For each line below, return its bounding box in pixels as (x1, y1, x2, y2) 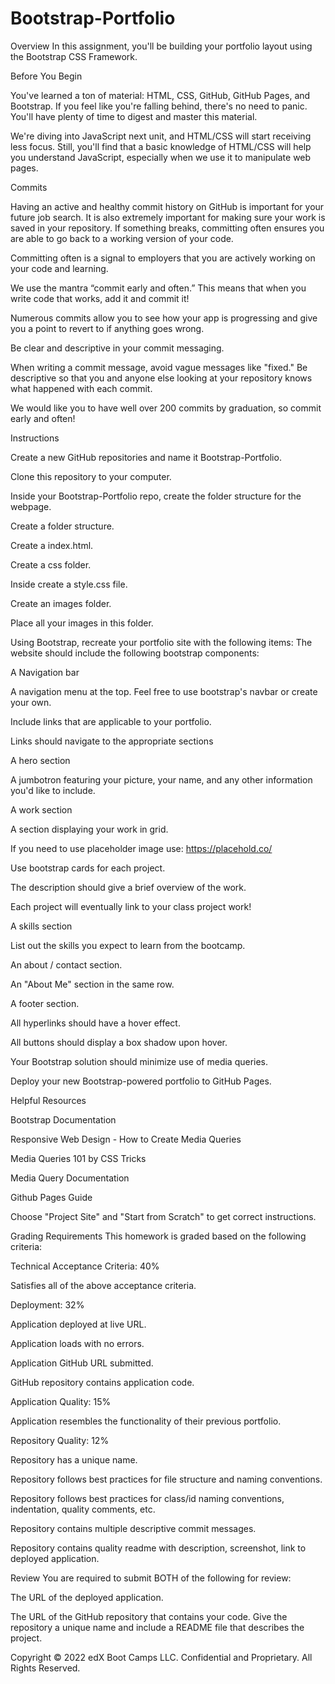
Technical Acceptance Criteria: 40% (10, 1260, 160, 1272)
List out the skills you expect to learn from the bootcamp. (10, 939, 246, 951)
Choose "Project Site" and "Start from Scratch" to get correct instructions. (10, 1210, 317, 1222)
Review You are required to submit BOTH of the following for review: (10, 1572, 292, 1584)
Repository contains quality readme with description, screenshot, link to (10, 1542, 307, 1554)
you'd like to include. (10, 784, 96, 796)
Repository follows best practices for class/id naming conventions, (10, 1492, 285, 1504)
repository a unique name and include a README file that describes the (10, 1621, 305, 1633)
